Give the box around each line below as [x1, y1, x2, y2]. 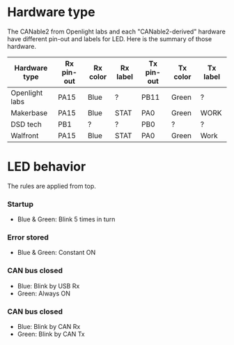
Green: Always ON [17, 289, 71, 298]
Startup [7, 199, 33, 209]
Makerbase [10, 108, 48, 117]
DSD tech [10, 119, 42, 129]
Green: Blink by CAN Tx [17, 330, 85, 339]
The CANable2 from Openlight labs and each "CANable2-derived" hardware [7, 27, 226, 36]
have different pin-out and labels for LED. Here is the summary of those [7, 34, 212, 43]
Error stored [7, 233, 49, 242]
